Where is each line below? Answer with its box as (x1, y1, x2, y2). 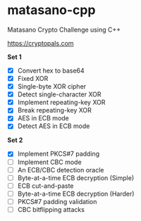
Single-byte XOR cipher (17, 82, 87, 91)
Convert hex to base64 (17, 66, 85, 75)
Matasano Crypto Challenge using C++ (7, 25, 121, 34)
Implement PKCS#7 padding (17, 150, 100, 158)
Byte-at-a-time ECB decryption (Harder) (17, 189, 135, 198)
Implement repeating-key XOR (17, 98, 106, 107)
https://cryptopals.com (7, 39, 74, 47)
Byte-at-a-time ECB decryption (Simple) (17, 173, 135, 182)
